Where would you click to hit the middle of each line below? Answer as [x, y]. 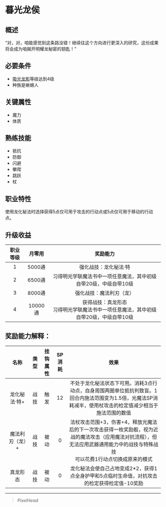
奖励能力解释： [28, 336]
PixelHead [28, 500]
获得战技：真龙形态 [105, 302]
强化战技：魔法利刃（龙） [105, 293]
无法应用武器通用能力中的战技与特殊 [111, 444]
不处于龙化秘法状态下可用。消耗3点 [111, 383]
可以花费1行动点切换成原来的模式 [114, 459]
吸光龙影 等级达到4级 [33, 79]
